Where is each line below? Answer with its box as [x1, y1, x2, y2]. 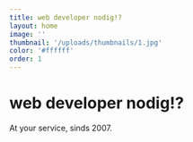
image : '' [9, 29, 47, 38]
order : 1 [9, 54, 42, 63]
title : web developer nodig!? [9, 13, 123, 22]
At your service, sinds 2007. [9, 122, 112, 133]
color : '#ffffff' [9, 46, 75, 55]
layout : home [9, 21, 58, 30]
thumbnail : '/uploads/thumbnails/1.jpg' [9, 38, 163, 47]
